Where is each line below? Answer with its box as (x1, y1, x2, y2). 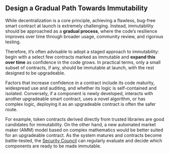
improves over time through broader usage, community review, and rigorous (5, 33, 163, 39)
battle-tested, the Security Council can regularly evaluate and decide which (5, 137, 162, 143)
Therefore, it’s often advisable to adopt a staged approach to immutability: (5, 48, 159, 54)
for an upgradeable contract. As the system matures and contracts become (5, 132, 162, 138)
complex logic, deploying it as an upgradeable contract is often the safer (5, 101, 156, 107)
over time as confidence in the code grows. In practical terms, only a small (5, 59, 161, 65)
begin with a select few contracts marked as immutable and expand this (5, 54, 156, 60)
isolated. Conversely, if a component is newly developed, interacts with (5, 90, 153, 96)
